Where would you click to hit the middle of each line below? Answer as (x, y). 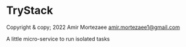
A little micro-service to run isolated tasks (58, 39)
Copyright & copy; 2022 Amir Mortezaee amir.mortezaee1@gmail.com (93, 27)
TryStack (30, 11)
